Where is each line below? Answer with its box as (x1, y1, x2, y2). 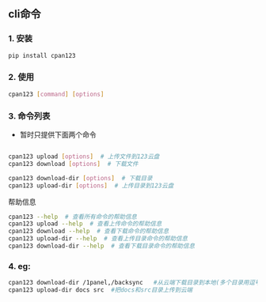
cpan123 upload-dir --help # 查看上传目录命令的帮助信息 (8, 235, 188, 243)
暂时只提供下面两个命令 (19, 130, 97, 140)
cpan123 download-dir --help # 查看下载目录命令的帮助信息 (8, 242, 196, 251)
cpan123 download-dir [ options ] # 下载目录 (8, 174, 153, 182)
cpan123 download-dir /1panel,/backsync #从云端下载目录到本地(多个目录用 (8, 279, 249, 287)
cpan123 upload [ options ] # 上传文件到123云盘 (8, 153, 160, 160)
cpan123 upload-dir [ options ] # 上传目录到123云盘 (8, 181, 174, 190)
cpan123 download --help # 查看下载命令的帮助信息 (8, 228, 169, 236)
